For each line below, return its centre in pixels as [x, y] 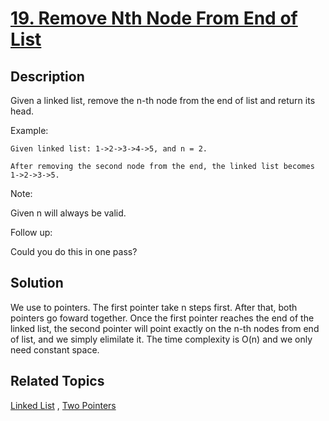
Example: [29, 130]
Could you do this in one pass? [74, 251]
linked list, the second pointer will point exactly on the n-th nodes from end [165, 328]
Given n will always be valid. [68, 213]
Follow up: [31, 232]
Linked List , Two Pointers [63, 405]
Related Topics [57, 381]
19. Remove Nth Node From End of [154, 18]
